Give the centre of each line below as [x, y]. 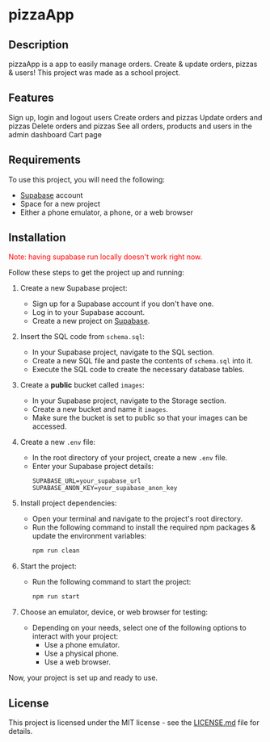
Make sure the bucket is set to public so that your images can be [140, 418]
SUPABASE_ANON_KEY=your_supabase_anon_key [105, 488]
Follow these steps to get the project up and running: [96, 273]
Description [38, 45]
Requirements [44, 160]
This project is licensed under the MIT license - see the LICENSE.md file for [134, 723]
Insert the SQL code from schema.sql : [82, 337]
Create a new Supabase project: [74, 288]
